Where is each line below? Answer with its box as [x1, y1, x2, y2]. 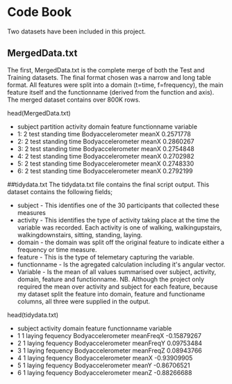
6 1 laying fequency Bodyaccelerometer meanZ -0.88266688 [17, 368, 192, 376]
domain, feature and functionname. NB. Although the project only [17, 275, 205, 283]
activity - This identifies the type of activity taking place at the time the [17, 216, 220, 224]
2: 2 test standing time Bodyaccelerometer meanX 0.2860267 [17, 137, 194, 145]
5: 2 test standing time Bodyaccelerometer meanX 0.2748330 [17, 159, 194, 168]
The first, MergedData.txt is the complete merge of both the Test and [7, 65, 205, 74]
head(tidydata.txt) [7, 310, 59, 319]
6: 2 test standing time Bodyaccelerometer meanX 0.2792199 [17, 166, 193, 175]
